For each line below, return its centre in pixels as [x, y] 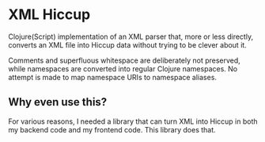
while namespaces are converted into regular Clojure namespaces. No [123, 68]
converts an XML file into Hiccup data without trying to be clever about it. [127, 44]
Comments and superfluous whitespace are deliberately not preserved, [125, 60]
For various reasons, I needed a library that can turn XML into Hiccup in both [133, 121]
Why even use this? [58, 102]
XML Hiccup [49, 15]
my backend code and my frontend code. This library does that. [112, 129]
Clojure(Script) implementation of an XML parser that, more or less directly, [131, 36]
